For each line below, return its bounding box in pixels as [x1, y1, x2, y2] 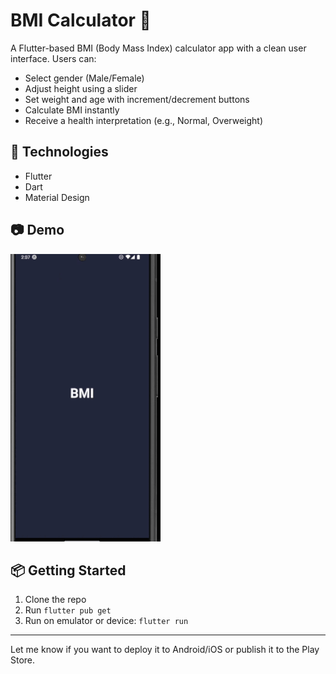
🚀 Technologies [10, 144, 109, 161]
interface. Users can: [10, 52, 97, 64]
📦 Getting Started [10, 562, 127, 579]
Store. [10, 654, 36, 666]
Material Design [24, 191, 90, 203]
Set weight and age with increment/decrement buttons [24, 93, 250, 105]
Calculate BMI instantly [24, 104, 120, 116]
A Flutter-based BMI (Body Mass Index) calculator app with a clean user [10, 42, 307, 54]
